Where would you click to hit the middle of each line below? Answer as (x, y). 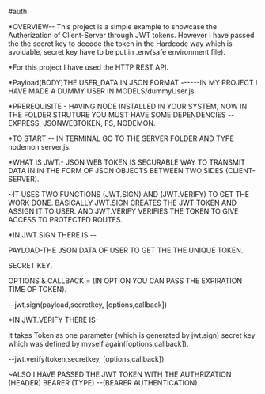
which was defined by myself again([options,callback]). (98, 344)
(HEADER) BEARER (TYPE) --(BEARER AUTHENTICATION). (104, 383)
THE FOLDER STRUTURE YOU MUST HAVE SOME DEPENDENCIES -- (121, 115)
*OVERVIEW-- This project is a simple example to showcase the (113, 27)
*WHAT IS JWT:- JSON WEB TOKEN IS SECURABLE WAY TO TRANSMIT (127, 162)
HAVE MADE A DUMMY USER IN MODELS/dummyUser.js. (102, 91)
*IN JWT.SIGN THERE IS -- (53, 235)
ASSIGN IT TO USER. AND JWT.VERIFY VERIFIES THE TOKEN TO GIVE (123, 211)
